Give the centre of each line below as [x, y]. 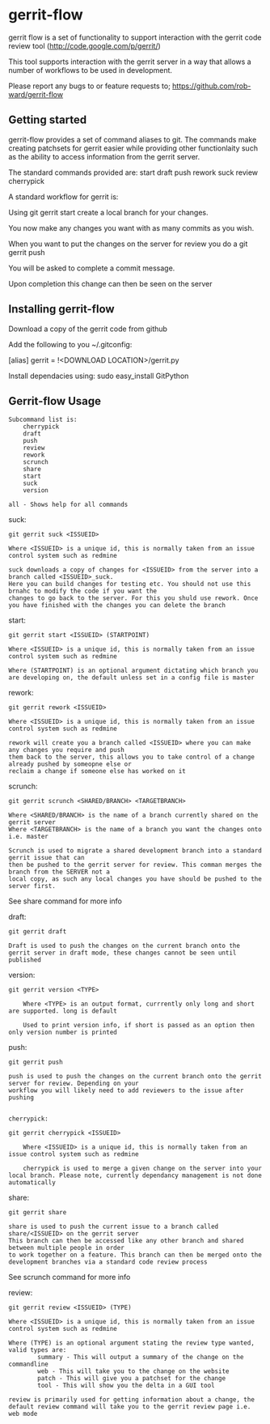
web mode [23, 1414]
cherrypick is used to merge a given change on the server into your [143, 1169]
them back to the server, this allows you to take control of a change [131, 757]
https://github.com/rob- [212, 86]
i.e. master [28, 837]
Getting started [48, 120]
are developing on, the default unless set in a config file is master [131, 678]
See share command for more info [65, 901]
